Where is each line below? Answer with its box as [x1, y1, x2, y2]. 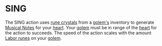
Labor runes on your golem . [5, 35, 62, 41]
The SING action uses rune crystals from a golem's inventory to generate [5, 19, 155, 25]
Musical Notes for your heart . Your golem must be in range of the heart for [5, 24, 157, 30]
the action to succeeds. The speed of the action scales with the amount [5, 30, 152, 36]
